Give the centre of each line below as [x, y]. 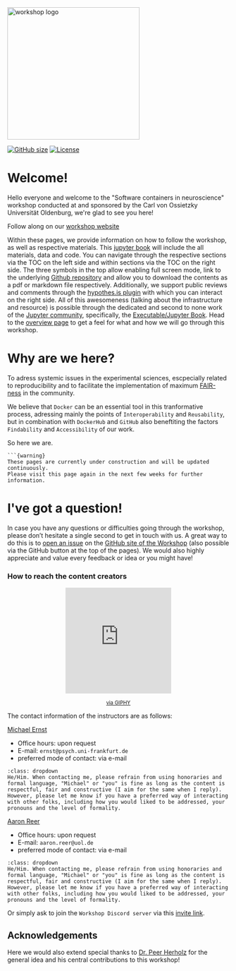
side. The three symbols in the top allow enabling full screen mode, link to [114, 270]
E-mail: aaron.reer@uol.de [55, 843]
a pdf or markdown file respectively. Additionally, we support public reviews [117, 284]
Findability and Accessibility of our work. [71, 429]
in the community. [49, 393]
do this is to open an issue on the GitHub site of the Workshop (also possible [118, 543]
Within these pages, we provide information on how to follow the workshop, [117, 240]
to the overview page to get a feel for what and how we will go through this [116, 322]
